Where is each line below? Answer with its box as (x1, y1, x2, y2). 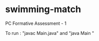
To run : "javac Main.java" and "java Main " (5, 30, 94, 36)
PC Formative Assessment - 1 (5, 20, 67, 26)
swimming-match (5, 4, 81, 15)
